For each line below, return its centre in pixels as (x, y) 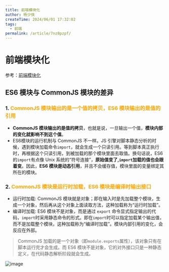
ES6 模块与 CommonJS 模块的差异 (59, 92)
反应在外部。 (26, 230)
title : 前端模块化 (23, 10)
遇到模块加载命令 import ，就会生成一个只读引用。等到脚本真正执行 (90, 147)
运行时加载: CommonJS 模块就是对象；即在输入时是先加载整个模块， (84, 199)
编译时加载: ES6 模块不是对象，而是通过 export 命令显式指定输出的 (82, 211)
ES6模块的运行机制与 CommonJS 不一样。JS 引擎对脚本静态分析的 (82, 140)
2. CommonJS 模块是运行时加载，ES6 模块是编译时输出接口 (78, 186)
